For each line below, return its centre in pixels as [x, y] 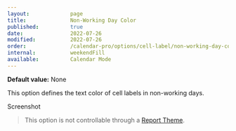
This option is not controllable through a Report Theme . [104, 120]
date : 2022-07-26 [54, 33]
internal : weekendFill [56, 53]
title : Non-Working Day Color [72, 20]
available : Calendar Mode [59, 60]
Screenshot [24, 106]
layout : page [45, 14]
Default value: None [37, 79]
